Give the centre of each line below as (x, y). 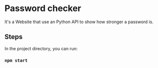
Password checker (43, 8)
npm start (16, 60)
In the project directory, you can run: (41, 48)
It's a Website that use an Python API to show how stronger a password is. (79, 22)
